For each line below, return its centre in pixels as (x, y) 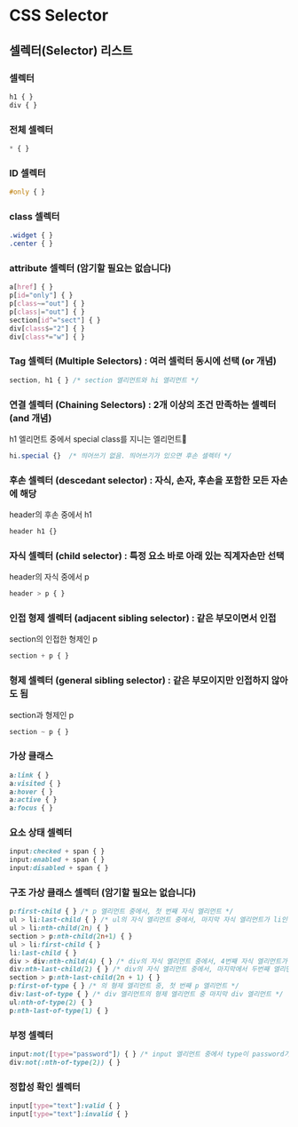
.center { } (31, 244)
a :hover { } (31, 792)
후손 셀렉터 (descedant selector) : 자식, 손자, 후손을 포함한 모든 (139, 480)
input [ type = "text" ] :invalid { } (69, 1114)
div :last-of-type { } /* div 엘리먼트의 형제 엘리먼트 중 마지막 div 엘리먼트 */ (146, 995)
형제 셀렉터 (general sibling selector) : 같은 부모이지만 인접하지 (139, 681)
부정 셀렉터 (31, 1035)
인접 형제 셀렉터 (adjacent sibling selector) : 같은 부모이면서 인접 (143, 619)
